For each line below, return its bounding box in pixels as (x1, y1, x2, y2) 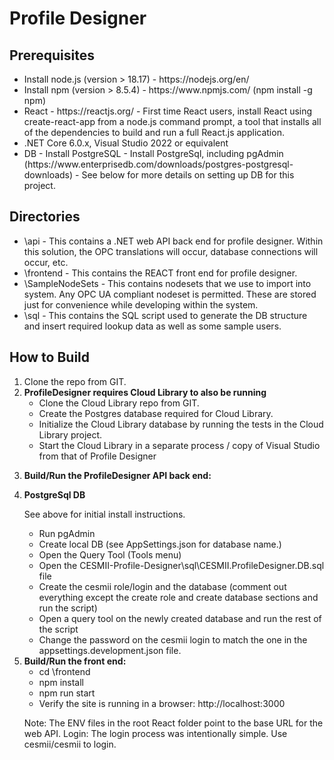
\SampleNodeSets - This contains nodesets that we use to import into (23, 277, 312, 289)
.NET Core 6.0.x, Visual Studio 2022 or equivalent (23, 137, 229, 149)
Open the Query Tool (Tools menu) (38, 548, 182, 561)
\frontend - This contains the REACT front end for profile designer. (23, 267, 298, 279)
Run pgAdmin (38, 527, 96, 539)
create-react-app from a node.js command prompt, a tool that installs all (23, 116, 322, 127)
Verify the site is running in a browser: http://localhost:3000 (38, 697, 286, 709)
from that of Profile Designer (38, 450, 157, 462)
